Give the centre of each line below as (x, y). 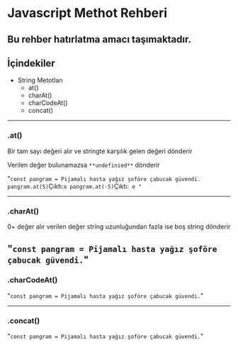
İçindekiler (31, 63)
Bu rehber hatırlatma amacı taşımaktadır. (99, 39)
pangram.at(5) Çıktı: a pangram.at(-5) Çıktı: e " (74, 186)
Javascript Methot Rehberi (87, 13)
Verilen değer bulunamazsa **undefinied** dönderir (84, 165)
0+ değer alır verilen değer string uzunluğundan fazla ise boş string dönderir (119, 226)
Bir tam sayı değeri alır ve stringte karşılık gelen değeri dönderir (100, 151)
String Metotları (40, 80)
